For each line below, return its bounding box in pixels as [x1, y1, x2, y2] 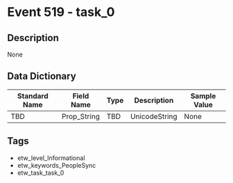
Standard [17, 91, 49, 101]
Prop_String [61, 111, 101, 121]
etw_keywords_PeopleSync [17, 161, 96, 169]
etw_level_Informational [17, 154, 85, 162]
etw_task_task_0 [17, 168, 64, 177]
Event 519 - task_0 [7, 4, 115, 20]
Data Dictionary [7, 70, 76, 82]
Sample [190, 91, 216, 101]
